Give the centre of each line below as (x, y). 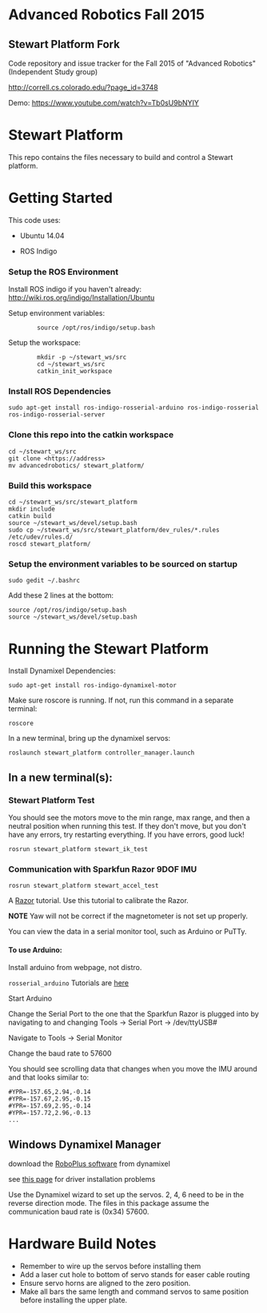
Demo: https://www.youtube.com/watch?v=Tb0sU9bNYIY (104, 103)
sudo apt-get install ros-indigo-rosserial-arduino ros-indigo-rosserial (134, 408)
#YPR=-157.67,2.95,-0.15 (50, 1099)
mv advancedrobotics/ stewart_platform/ (77, 465)
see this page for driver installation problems (82, 1180)
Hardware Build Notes (82, 1244)
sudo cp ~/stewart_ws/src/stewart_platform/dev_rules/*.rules (114, 530)
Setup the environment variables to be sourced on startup (123, 563)
